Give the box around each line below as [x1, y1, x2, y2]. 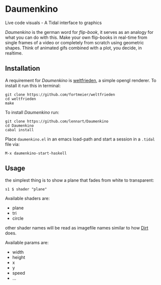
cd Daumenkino [5, 123, 34, 128]
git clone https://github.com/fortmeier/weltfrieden [5, 92, 115, 97]
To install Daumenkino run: [5, 109, 59, 115]
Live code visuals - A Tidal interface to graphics [5, 20, 102, 26]
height [12, 254, 26, 260]
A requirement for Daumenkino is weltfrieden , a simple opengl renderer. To [5, 77, 157, 83]
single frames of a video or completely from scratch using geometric [5, 39, 144, 45]
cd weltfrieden [5, 96, 36, 101]
